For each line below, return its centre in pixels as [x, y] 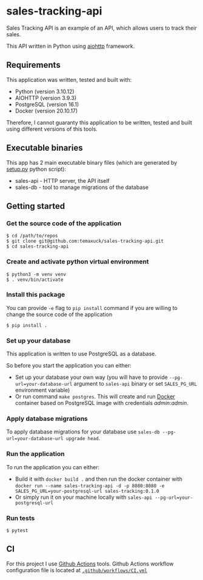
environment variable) [42, 390]
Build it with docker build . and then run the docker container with [99, 479]
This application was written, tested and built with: [69, 79]
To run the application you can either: [53, 467]
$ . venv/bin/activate [35, 280]
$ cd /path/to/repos [32, 236]
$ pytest [17, 531]
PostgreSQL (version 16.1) [47, 104]
